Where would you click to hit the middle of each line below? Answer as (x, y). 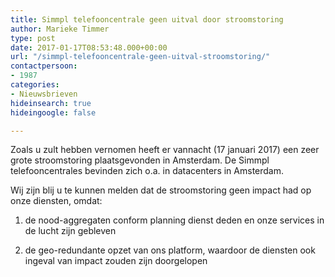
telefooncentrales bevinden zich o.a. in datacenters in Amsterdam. (147, 171)
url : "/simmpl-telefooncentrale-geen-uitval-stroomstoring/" (140, 57)
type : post (33, 38)
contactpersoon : (44, 66)
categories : (35, 85)
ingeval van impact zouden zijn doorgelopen (116, 261)
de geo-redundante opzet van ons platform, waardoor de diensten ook (170, 250)
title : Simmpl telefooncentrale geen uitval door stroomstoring (147, 19)
